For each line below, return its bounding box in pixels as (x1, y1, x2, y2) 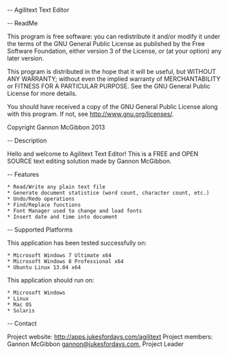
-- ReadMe (7, 19, 38, 27)
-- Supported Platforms (7, 225, 73, 234)
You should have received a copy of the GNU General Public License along (7, 103, 218, 110)
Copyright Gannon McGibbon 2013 (7, 123, 105, 131)
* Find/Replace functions (7, 201, 81, 208)
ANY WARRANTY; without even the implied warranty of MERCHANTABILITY (7, 75, 221, 83)
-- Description (7, 136, 47, 145)
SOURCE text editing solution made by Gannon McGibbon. (7, 157, 173, 165)
